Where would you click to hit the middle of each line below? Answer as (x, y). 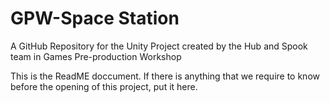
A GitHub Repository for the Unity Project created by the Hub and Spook (159, 46)
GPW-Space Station (95, 18)
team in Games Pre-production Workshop (96, 56)
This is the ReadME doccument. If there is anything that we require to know (165, 76)
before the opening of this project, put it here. (104, 86)
